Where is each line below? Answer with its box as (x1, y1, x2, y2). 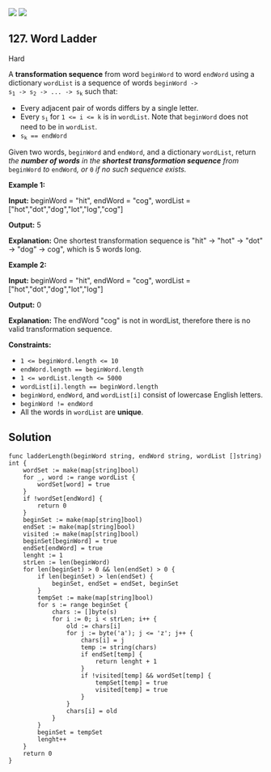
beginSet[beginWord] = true (23, 537, 117, 545)
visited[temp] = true (95, 685, 168, 694)
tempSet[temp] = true (95, 678, 168, 687)
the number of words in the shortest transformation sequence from (8, 155, 239, 165)
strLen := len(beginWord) (23, 558, 111, 566)
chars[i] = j (80, 636, 125, 644)
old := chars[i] (66, 621, 121, 630)
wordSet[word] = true (37, 480, 111, 489)
